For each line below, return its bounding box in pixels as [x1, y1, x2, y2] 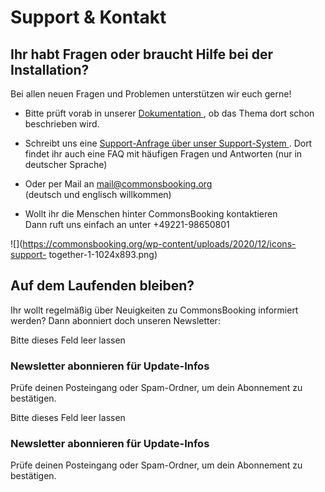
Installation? [10, 61, 90, 78]
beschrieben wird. [24, 118, 100, 130]
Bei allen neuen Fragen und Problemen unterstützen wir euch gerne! [10, 88, 292, 100]
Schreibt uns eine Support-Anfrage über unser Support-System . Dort [24, 137, 313, 149]
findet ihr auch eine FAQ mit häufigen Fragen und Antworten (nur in [24, 148, 303, 160]
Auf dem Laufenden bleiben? [10, 277, 195, 295]
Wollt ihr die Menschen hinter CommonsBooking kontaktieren [24, 208, 278, 220]
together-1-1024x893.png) [48, 249, 158, 260]
